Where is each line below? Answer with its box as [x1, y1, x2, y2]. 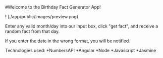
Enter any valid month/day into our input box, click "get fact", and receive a [5, 23, 159, 29]
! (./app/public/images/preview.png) [5, 14, 78, 19]
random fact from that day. [5, 29, 60, 34]
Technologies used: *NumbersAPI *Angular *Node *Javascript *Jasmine [5, 48, 156, 53]
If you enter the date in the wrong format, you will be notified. [5, 38, 130, 44]
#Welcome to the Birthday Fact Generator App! [5, 4, 101, 10]
